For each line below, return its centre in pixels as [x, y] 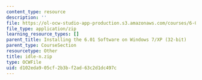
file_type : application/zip [41, 29]
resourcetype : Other [32, 51]
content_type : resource [36, 12]
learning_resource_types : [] [43, 34]
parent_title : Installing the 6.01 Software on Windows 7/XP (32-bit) [96, 40]
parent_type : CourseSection [41, 46]
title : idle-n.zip [29, 57]
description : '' [26, 17]
